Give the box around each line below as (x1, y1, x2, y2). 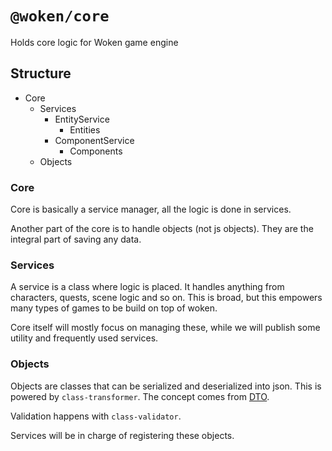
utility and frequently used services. (10, 332, 159, 344)
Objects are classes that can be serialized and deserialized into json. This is (10, 380, 322, 392)
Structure (10, 65, 72, 82)
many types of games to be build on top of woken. (10, 302, 218, 314)
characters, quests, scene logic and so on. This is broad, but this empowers (10, 292, 323, 304)
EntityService (54, 113, 110, 125)
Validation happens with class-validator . (10, 410, 182, 422)
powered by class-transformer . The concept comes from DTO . (10, 390, 270, 402)
